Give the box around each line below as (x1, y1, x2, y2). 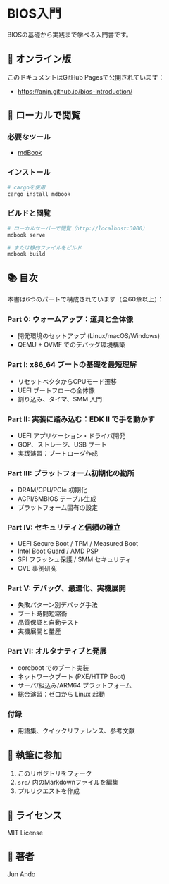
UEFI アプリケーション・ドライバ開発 (17, 431, 126, 440)
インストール (7, 168, 51, 178)
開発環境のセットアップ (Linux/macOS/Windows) (17, 332, 161, 340)
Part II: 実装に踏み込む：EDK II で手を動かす (7, 414, 155, 424)
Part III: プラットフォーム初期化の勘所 (7, 468, 135, 478)
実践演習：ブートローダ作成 (17, 449, 99, 457)
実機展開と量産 (17, 627, 61, 635)
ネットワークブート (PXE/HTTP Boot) (17, 673, 125, 681)
